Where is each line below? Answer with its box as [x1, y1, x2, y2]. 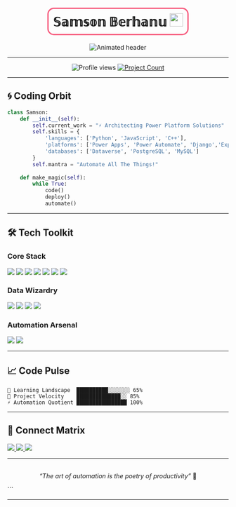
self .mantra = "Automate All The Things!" [32, 161, 159, 168]
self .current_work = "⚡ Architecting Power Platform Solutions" [32, 122, 225, 129]
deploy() [44, 194, 71, 201]
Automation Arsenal [7, 320, 78, 330]
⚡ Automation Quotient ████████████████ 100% [7, 399, 143, 406]
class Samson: [7, 109, 49, 116]
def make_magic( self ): [20, 174, 86, 181]
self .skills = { [32, 128, 80, 135]
